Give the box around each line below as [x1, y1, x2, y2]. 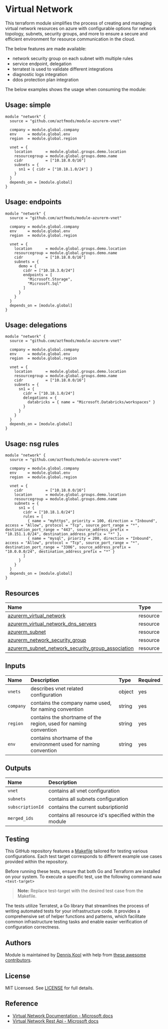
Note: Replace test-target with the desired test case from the [17, 888, 143, 894]
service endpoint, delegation [12, 61, 71, 67]
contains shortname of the [30, 734, 92, 741]
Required [138, 676, 160, 683]
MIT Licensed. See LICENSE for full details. [5, 985, 94, 991]
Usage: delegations [5, 321, 67, 329]
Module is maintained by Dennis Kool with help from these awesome [5, 952, 146, 958]
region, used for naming [30, 720, 86, 727]
